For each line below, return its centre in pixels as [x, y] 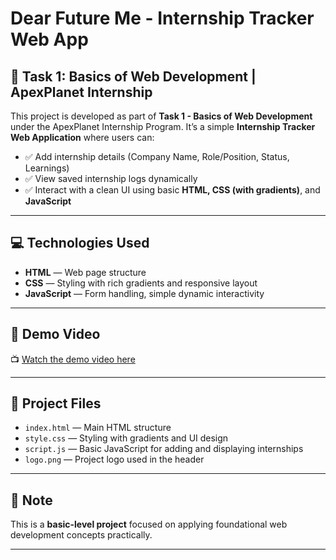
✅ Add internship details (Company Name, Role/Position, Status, [157, 156]
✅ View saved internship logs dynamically [111, 178]
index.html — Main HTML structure [98, 428]
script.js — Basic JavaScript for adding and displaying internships [164, 449]
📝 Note [31, 500]
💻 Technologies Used [80, 243]
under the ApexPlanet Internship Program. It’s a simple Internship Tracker [163, 126]
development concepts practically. [81, 535]
